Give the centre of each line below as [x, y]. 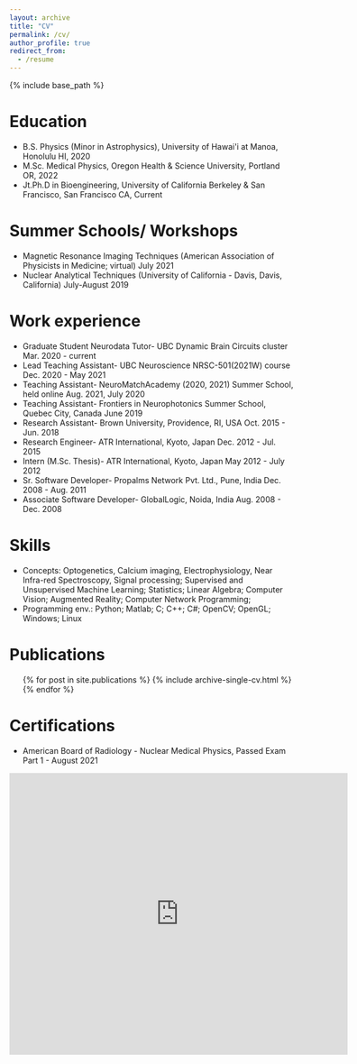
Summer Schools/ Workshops [124, 231]
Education [48, 122]
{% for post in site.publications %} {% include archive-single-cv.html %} [157, 679]
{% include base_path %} [57, 85]
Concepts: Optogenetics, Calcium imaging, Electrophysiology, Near [147, 570]
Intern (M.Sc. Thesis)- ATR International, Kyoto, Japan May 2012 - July [154, 461]
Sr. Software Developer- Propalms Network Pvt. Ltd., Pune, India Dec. [151, 480]
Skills [30, 546]
